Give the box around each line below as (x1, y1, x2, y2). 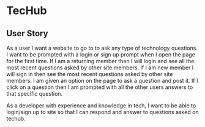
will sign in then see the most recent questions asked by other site (6, 71, 173, 77)
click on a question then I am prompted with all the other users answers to (6, 83, 193, 91)
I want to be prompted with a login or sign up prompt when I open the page (6, 51, 196, 58)
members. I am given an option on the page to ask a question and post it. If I (6, 77, 198, 84)
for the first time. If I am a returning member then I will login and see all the (6, 58, 195, 64)
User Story (6, 28, 48, 39)
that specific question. (6, 90, 63, 97)
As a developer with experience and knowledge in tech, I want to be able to (6, 102, 196, 109)
